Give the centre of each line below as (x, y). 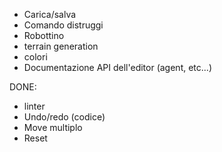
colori (35, 57)
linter (34, 106)
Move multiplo (53, 127)
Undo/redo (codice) (64, 117)
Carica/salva (50, 14)
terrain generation (61, 46)
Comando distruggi (63, 25)
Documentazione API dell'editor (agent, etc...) (117, 67)
